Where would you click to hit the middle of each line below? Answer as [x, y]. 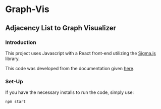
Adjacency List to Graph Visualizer [61, 28]
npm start [16, 102]
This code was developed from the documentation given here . [70, 68]
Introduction [21, 42]
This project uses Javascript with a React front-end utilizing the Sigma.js [81, 53]
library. [13, 59]
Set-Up [14, 81]
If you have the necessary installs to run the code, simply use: [70, 92]
